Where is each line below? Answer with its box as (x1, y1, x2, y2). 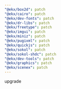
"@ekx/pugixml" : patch (4, 38, 50, 43)
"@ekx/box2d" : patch (4, 7, 46, 12)
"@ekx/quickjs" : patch (4, 43, 50, 48)
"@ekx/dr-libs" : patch (4, 20, 50, 25)
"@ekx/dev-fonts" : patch (4, 16, 54, 21)
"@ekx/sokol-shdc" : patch (4, 51, 56, 57)
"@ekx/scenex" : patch (4, 65, 48, 70)
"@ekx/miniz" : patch (4, 34, 46, 39)
